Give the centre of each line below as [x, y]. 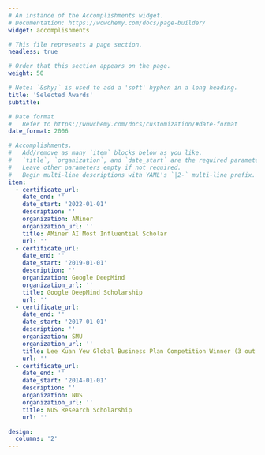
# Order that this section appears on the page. [90, 66]
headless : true [33, 52]
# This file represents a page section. [76, 44]
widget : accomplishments [49, 30]
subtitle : [24, 102]
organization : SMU [52, 337]
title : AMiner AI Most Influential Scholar [95, 234]
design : [21, 431]
